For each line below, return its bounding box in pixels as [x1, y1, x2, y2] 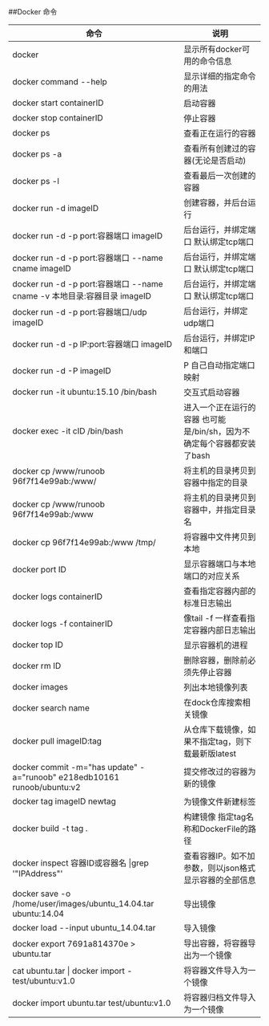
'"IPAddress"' [12, 868, 63, 879]
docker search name [12, 702, 90, 713]
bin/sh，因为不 [194, 426, 251, 437]
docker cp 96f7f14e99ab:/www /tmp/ [12, 537, 156, 548]
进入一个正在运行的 [183, 402, 256, 413]
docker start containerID [12, 97, 104, 108]
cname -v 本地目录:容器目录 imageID [12, 291, 152, 301]
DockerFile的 [199, 824, 248, 834]
